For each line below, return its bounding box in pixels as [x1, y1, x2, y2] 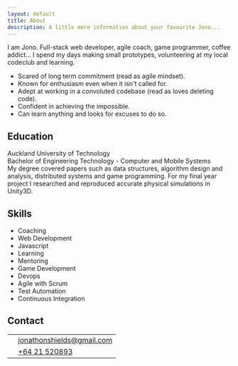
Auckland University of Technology [7, 149, 110, 158]
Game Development [17, 264, 76, 272]
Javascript [17, 242, 49, 249]
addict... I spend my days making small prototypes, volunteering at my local [7, 50, 229, 59]
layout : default [7, 10, 55, 18]
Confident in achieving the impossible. [17, 102, 130, 111]
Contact [7, 315, 44, 327]
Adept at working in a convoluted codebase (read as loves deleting [17, 87, 215, 96]
